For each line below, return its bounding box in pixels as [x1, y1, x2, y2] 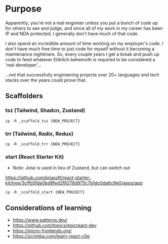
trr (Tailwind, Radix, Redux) [5, 130, 73, 137]
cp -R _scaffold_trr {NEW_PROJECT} [5, 141, 80, 147]
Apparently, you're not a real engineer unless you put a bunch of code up [5, 20, 158, 26]
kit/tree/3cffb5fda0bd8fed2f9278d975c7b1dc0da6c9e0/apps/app [5, 180, 143, 186]
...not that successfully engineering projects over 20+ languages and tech [5, 71, 159, 77]
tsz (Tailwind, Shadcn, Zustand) [5, 107, 86, 114]
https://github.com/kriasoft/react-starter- [5, 175, 91, 181]
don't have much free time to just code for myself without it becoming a [5, 46, 155, 52]
